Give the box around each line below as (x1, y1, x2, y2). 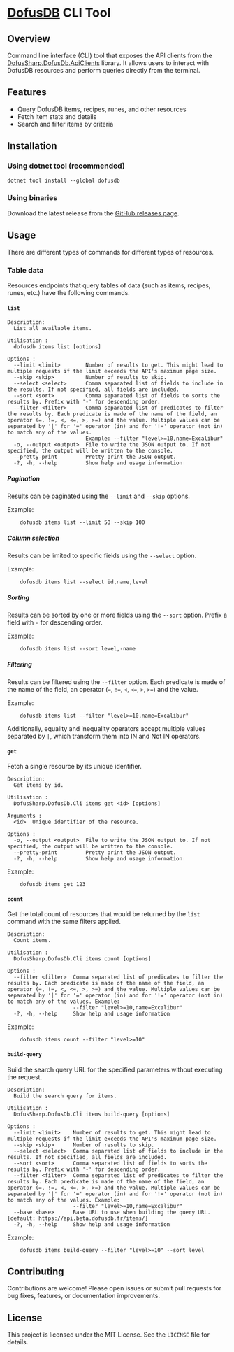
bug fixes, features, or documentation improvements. (7, 1292, 161, 1300)
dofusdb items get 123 (20, 881, 86, 888)
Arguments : (7, 813, 42, 820)
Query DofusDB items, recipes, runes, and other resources (17, 105, 187, 113)
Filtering (7, 660, 33, 669)
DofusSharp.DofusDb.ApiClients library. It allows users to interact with (7, 59, 210, 67)
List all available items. (13, 325, 92, 332)
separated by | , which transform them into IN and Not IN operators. (7, 732, 201, 740)
